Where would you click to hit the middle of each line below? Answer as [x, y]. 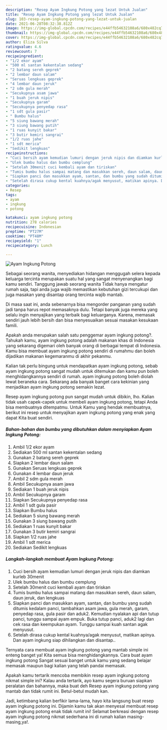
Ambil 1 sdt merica [32, 542]
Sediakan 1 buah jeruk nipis [41, 489]
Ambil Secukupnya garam [39, 495]
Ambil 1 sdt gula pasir [35, 505]
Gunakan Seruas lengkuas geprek [47, 468]
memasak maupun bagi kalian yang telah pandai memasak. [66, 666]
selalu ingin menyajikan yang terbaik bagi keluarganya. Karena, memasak [80, 315]
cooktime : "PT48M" [25, 236]
